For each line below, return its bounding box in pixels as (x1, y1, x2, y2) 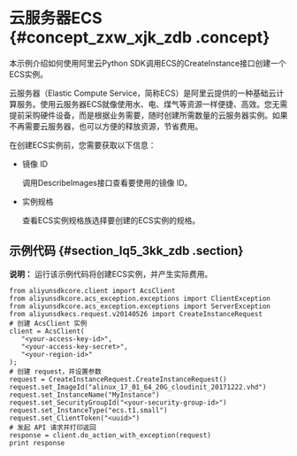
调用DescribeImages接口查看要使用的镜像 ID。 (21, 177, 193, 188)
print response (9, 438, 65, 447)
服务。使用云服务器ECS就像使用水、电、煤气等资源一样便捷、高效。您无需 (16, 98, 288, 109)
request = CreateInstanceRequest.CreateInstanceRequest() (9, 375, 227, 383)
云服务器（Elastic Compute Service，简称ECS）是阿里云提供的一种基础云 (9, 88, 277, 98)
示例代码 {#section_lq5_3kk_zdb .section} (9, 243, 244, 259)
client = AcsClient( (9, 327, 86, 336)
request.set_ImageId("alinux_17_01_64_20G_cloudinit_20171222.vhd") (9, 383, 267, 391)
